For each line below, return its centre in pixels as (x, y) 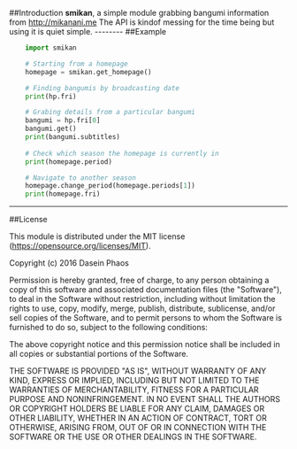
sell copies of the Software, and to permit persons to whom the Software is (146, 318)
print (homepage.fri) (63, 194)
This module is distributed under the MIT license (97, 236)
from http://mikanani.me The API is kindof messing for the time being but (142, 22)
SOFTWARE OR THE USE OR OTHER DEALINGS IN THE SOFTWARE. (133, 437)
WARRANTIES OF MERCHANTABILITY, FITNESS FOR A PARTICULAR (134, 390)
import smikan (51, 48)
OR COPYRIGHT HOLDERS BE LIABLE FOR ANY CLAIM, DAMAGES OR (137, 409)
